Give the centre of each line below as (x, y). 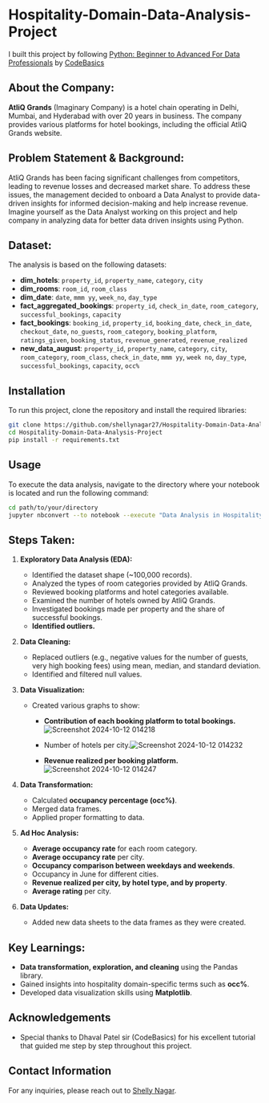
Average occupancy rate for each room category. (114, 848)
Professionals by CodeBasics (56, 63)
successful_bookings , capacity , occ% (80, 366)
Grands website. (35, 133)
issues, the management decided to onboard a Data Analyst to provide (125, 194)
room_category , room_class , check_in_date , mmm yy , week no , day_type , (133, 357)
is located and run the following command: (79, 492)
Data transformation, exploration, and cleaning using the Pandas (129, 967)
